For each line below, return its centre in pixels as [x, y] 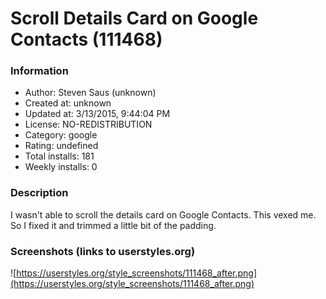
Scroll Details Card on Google [134, 18]
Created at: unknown [68, 103]
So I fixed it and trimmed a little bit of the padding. [113, 225]
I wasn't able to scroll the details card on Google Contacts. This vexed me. [163, 214]
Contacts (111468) [86, 39]
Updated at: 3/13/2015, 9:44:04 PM [97, 114]
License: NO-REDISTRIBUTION [88, 124]
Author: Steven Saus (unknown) [90, 93]
